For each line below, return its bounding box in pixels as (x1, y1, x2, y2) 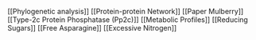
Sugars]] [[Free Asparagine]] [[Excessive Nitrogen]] (7, 24, 177, 32)
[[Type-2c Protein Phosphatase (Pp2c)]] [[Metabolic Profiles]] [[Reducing (7, 15, 248, 24)
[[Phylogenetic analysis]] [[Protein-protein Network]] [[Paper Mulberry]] (7, 7, 244, 16)
